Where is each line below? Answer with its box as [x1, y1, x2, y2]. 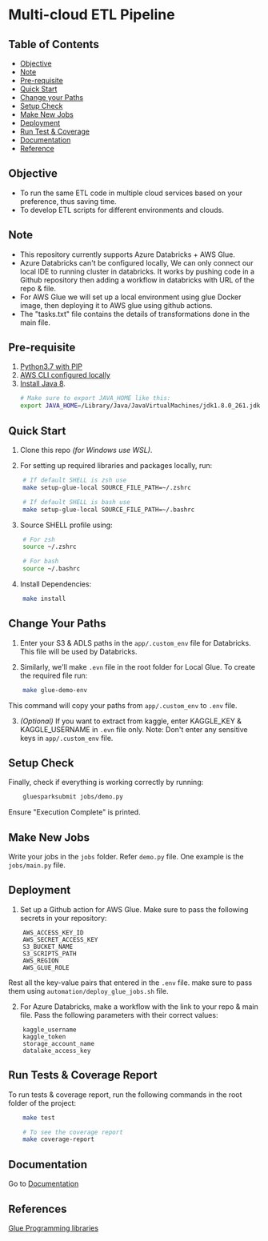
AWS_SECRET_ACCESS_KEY [22, 935, 98, 943]
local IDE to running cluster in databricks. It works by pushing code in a [19, 266, 254, 276]
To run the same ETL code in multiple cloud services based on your [19, 188, 242, 198]
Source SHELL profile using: [19, 520, 114, 530]
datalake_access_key [22, 1047, 91, 1055]
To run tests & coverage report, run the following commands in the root [8, 1090, 242, 1099]
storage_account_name [22, 1039, 94, 1047]
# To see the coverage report [22, 1128, 124, 1136]
